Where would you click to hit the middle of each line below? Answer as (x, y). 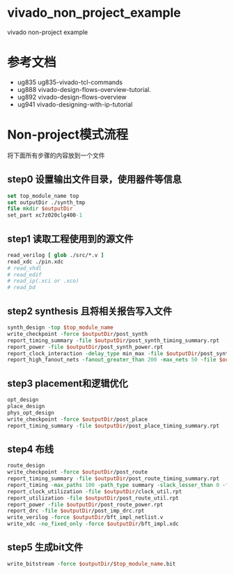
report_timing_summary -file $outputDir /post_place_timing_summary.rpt (113, 426)
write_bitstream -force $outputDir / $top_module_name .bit (92, 564)
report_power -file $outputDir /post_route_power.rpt (85, 504)
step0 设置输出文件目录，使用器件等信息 (95, 179)
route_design (26, 466)
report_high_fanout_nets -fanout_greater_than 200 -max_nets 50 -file (112, 360)
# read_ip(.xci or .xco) (43, 281)
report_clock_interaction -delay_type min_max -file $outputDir (102, 353)
